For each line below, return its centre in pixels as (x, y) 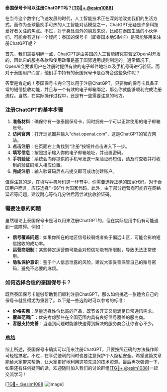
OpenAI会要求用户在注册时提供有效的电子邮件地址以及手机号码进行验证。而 (83, 66)
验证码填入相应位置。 (43, 165)
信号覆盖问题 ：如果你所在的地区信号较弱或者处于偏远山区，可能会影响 (84, 237)
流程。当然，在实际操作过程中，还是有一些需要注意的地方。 (66, 96)
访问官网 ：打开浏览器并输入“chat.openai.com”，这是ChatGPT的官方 (82, 134)
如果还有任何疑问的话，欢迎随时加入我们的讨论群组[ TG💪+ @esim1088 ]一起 (82, 368)
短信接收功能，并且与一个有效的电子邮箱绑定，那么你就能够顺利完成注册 (88, 89)
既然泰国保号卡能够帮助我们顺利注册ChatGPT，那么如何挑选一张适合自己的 (82, 294)
